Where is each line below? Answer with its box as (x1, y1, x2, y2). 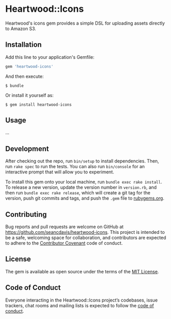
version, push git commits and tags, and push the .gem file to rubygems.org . (5, 195, 165, 202)
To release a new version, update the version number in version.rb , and (5, 184, 157, 190)
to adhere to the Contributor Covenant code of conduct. (5, 240, 123, 246)
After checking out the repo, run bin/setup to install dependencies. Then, (5, 158, 159, 164)
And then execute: (5, 73, 44, 79)
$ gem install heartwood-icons (5, 102, 72, 107)
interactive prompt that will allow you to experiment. (5, 169, 114, 175)
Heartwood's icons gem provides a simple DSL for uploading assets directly (5, 20, 165, 26)
